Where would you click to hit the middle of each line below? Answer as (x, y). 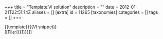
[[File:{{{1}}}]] (18, 32)
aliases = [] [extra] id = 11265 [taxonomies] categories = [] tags (95, 12)
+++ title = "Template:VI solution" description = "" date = (62, 7)
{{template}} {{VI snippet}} (31, 27)
